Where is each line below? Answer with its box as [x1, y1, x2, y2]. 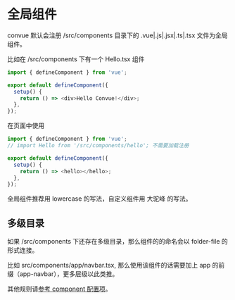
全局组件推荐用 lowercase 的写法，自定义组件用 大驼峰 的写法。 [7, 194, 192, 203]
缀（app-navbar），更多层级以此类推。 [7, 270, 119, 278]
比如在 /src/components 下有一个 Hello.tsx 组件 [7, 54, 145, 63]
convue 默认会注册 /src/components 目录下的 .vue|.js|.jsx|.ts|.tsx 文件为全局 [7, 31, 228, 39]
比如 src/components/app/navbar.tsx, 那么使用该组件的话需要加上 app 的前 [7, 261, 225, 270]
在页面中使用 [7, 121, 44, 130]
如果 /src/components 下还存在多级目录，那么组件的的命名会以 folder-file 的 [7, 237, 228, 246]
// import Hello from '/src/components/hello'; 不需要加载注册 [7, 142, 189, 149]
